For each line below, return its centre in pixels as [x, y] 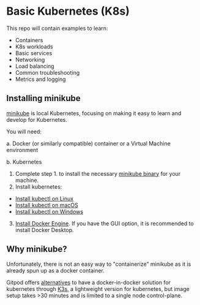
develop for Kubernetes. [37, 119]
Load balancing [35, 66]
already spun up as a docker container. [56, 270]
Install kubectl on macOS [46, 205]
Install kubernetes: [39, 186]
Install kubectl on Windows [49, 211]
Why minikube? [37, 249]
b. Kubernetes [24, 162]
